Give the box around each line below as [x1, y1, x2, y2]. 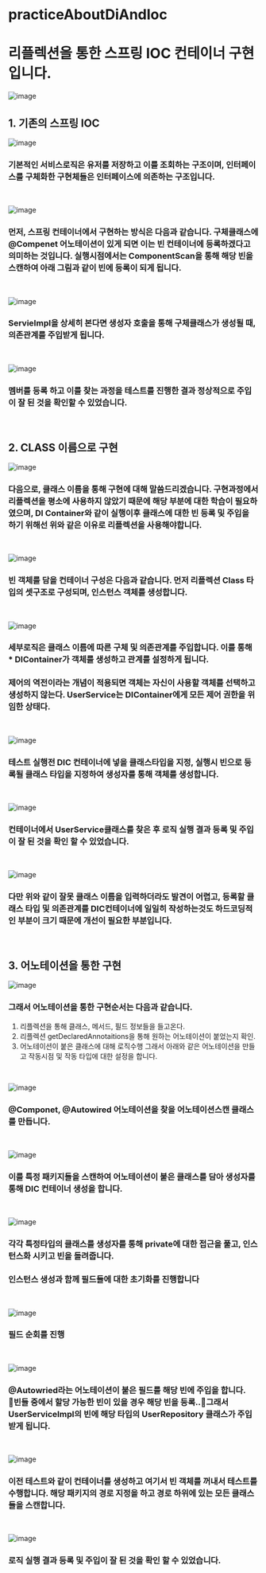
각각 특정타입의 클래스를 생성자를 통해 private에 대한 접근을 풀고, [8, 1239, 241, 1250]
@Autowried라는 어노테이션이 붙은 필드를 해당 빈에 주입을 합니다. [8, 1384, 246, 1395]
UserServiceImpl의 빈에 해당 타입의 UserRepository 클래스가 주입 [8, 1408, 253, 1419]
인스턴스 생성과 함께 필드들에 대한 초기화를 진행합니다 [8, 1274, 200, 1285]
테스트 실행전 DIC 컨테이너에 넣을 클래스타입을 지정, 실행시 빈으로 [8, 756, 242, 767]
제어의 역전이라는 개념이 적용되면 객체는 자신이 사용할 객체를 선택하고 [8, 677, 256, 689]
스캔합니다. [25, 1500, 66, 1511]
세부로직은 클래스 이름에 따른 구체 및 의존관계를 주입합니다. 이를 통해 [8, 642, 253, 654]
